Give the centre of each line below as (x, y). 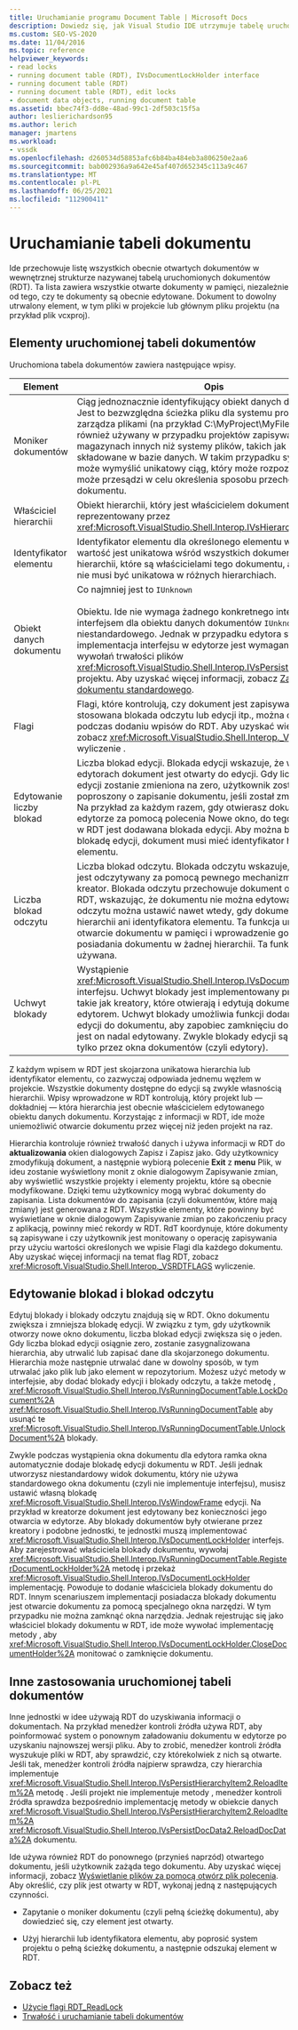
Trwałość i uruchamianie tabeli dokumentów (103, 2017)
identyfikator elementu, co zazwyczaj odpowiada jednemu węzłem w (135, 1079)
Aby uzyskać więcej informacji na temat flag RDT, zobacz (114, 1256)
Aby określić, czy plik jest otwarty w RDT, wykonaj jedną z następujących (143, 1885)
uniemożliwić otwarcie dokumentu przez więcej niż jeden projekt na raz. (141, 1126)
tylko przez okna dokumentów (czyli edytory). (173, 1047)
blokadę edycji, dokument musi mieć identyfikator (180, 840)
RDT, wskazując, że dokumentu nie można (165, 899)
